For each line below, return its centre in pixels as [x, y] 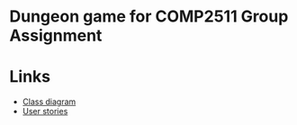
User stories [45, 112]
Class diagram [49, 102]
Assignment [56, 36]
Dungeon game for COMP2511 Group [149, 17]
